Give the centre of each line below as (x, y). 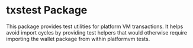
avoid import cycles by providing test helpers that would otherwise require (97, 32)
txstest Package (47, 10)
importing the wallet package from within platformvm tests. (78, 39)
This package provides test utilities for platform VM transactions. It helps (95, 26)
